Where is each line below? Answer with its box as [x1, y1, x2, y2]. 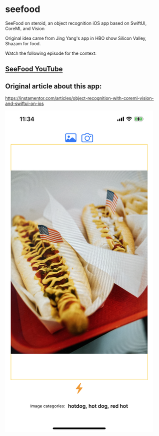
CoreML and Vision [5, 25, 45, 31]
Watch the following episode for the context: [5, 50, 96, 56]
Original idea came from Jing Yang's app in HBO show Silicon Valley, [5, 35, 146, 41]
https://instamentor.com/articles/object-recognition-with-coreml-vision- [5, 95, 154, 101]
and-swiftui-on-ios [5, 100, 44, 106]
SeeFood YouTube [5, 65, 63, 73]
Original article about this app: [5, 82, 102, 90]
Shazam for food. [5, 40, 41, 46]
